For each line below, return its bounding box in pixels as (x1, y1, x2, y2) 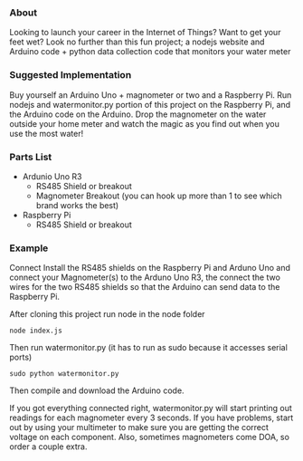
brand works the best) (35, 199, 119, 210)
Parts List (9, 150, 52, 163)
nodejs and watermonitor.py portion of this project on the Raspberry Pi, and (9, 99, 291, 110)
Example (9, 242, 49, 255)
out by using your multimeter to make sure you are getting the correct (9, 422, 270, 433)
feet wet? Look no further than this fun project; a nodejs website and (9, 36, 265, 47)
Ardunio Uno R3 (22, 170, 83, 182)
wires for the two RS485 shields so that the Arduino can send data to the (9, 282, 280, 293)
